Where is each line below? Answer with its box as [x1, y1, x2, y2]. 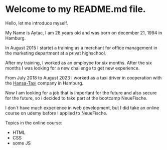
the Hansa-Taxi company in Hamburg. [5, 80, 84, 86]
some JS [12, 140, 31, 146]
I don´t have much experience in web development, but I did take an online [5, 104, 159, 110]
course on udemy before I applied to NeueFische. [5, 110, 108, 116]
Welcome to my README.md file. [5, 3, 146, 15]
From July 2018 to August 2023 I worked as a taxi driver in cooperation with [5, 74, 162, 80]
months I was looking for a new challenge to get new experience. [5, 65, 140, 71]
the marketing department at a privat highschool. [5, 50, 106, 56]
